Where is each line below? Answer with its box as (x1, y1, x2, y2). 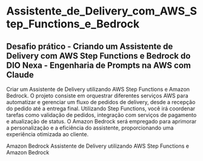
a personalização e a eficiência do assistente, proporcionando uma (6, 124, 174, 131)
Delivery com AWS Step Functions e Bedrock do (6, 50, 191, 61)
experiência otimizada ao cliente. (6, 131, 89, 137)
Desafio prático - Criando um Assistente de (6, 41, 173, 51)
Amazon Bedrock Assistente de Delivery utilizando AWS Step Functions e (6, 142, 190, 149)
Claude (6, 70, 35, 80)
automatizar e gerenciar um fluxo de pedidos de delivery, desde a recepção (6, 99, 196, 105)
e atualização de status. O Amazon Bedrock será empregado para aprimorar (6, 118, 197, 125)
